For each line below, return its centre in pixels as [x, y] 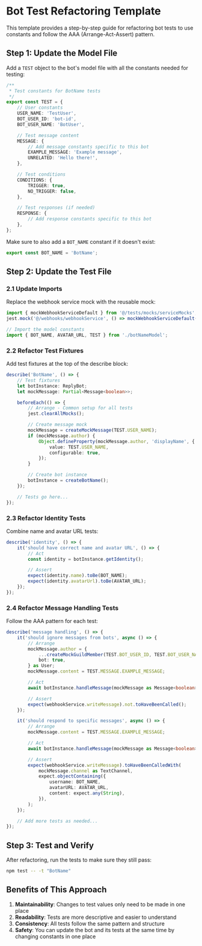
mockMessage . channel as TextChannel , [86, 771]
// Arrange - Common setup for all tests [81, 408]
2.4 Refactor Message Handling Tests [63, 608]
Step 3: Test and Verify [50, 845]
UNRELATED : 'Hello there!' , [63, 158]
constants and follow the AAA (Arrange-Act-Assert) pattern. [81, 34]
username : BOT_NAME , [75, 782]
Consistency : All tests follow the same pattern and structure [90, 923]
